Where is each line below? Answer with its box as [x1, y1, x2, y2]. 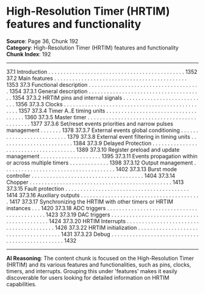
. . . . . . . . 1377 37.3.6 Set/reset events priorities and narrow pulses [6, 120, 174, 127]
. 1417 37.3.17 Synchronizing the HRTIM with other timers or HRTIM [6, 197, 174, 205]
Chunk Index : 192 [6, 50, 51, 57]
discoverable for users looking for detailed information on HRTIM [6, 274, 170, 281]
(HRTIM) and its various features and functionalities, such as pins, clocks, [6, 261, 192, 268]
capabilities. [6, 280, 37, 288]
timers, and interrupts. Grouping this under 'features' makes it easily [6, 267, 178, 274]
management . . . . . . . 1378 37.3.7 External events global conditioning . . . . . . [6, 127, 198, 134]
